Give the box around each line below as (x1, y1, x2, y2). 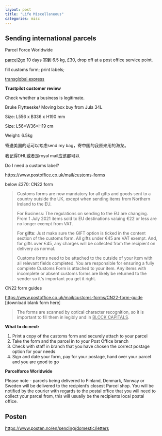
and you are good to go (12, 359, 59, 365)
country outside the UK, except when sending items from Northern (16, 196, 150, 202)
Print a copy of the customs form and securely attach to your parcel (12, 333, 148, 339)
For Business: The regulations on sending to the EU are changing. (16, 211, 148, 217)
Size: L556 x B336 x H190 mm (5, 114, 65, 119)
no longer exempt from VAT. (16, 221, 73, 227)
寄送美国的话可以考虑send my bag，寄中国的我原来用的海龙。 (5, 143, 129, 149)
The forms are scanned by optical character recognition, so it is (16, 309, 144, 315)
